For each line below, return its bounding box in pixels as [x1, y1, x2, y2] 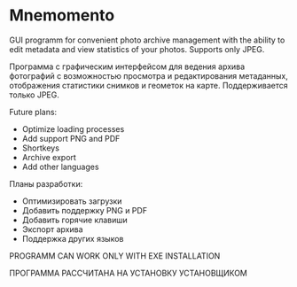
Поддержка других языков [21, 233, 124, 244]
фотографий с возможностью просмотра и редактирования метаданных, [9, 70, 288, 81]
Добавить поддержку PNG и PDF [21, 205, 148, 215]
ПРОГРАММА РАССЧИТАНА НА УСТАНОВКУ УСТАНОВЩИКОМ [9, 268, 248, 278]
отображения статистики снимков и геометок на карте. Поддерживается [9, 80, 288, 90]
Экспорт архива [21, 223, 83, 235]
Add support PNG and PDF [21, 133, 121, 143]
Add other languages [21, 161, 99, 172]
